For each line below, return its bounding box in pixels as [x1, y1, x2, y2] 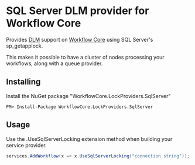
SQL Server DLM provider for [6, 4, 149, 18]
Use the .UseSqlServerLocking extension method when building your [6, 135, 173, 142]
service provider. [6, 142, 47, 149]
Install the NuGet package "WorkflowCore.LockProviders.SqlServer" [6, 92, 171, 99]
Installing [6, 77, 41, 87]
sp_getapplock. [6, 42, 43, 49]
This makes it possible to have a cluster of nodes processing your [6, 53, 165, 60]
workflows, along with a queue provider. [6, 60, 103, 67]
